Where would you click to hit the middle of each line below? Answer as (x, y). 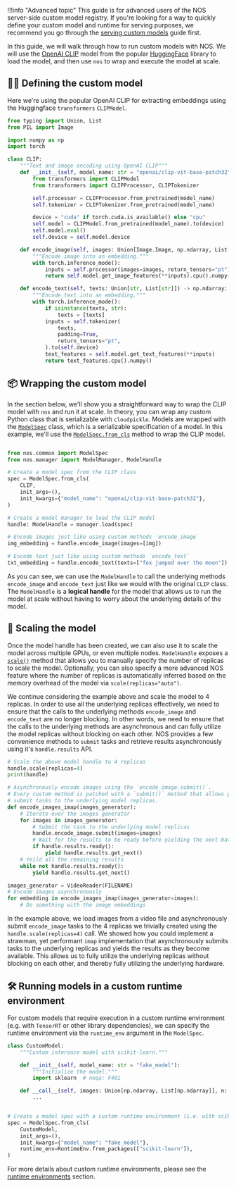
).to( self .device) (72, 348)
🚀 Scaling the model (52, 629)
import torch (26, 147)
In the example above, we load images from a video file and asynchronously (117, 919)
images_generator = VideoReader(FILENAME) (70, 885)
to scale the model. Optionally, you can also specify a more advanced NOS (116, 668)
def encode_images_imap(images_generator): (72, 807)
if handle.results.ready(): (73, 847)
